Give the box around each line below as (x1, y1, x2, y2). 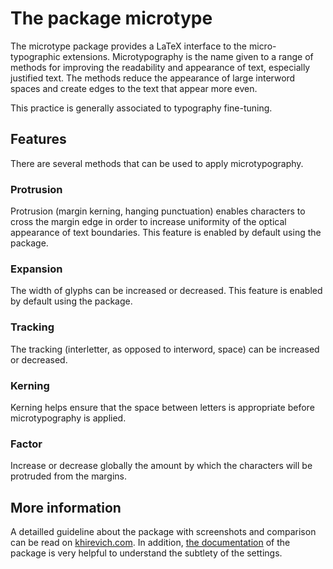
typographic (10, 50, 61, 62)
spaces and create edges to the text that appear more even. (10, 82, 258, 94)
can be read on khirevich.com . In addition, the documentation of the (10, 537, 291, 549)
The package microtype (10, 7, 213, 30)
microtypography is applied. (10, 412, 127, 424)
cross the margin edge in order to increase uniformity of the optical (10, 216, 287, 228)
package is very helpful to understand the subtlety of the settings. (10, 547, 283, 559)
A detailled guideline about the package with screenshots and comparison (10, 526, 317, 538)
